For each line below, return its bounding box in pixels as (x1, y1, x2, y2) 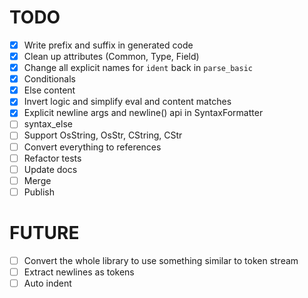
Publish (23, 186, 56, 198)
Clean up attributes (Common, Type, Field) (23, 51, 200, 62)
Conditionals (23, 73, 76, 85)
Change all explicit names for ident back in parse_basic (23, 62, 253, 74)
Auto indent (23, 277, 72, 289)
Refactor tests (23, 152, 82, 164)
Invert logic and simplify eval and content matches (23, 96, 232, 108)
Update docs (23, 163, 78, 175)
